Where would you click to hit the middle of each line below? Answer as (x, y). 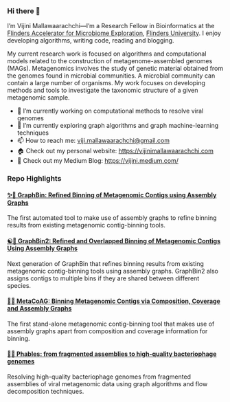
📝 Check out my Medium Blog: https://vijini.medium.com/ (97, 161)
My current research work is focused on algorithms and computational (107, 54)
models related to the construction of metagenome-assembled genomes (110, 61)
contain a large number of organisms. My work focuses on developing (106, 83)
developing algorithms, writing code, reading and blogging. (91, 41)
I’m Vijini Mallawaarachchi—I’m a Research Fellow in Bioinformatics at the (111, 26)
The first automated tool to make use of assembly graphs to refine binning (112, 218)
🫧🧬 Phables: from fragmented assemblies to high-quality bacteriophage (112, 354)
